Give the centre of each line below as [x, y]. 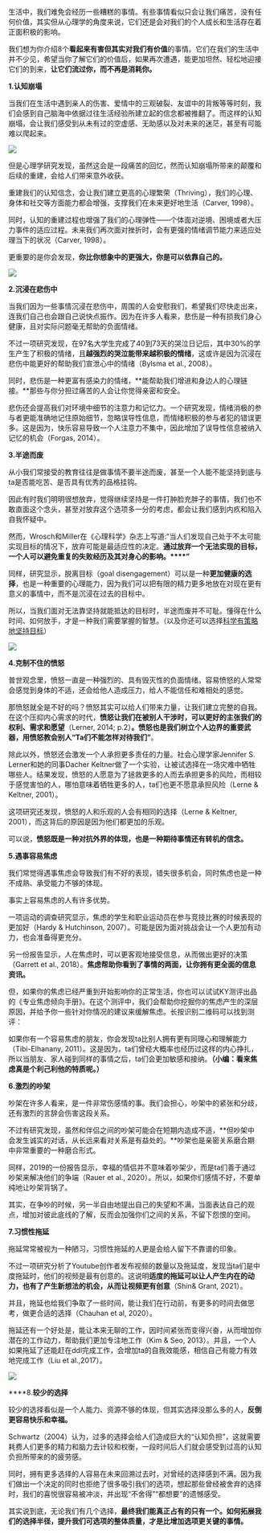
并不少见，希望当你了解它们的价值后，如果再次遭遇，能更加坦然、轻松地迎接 [135, 59]
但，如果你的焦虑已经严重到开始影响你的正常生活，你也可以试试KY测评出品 [133, 992]
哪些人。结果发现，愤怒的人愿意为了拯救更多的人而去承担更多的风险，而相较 [135, 775]
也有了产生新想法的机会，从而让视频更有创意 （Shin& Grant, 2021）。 [135, 1286]
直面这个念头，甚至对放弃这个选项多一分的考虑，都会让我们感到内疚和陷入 [138, 509]
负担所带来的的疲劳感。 [47, 1457]
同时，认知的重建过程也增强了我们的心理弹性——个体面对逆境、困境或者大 [131, 220]
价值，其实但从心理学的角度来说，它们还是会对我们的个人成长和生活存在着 [138, 22]
